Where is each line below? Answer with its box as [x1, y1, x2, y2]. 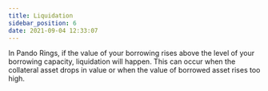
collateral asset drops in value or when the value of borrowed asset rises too [8, 65, 261, 75]
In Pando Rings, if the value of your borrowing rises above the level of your [8, 49, 255, 58]
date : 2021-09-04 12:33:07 [8, 26, 98, 34]
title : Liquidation [8, 11, 74, 20]
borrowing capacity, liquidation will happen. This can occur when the [8, 57, 236, 66]
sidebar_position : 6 [8, 19, 78, 27]
